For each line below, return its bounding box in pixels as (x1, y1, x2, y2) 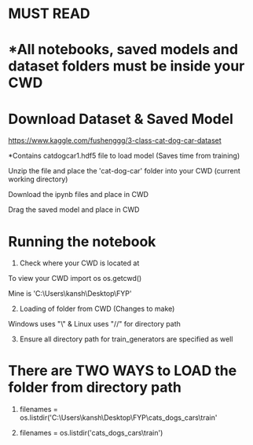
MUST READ (8, 5, 90, 23)
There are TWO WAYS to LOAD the (8, 362, 237, 380)
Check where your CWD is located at (19, 258, 140, 268)
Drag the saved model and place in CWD (8, 205, 140, 214)
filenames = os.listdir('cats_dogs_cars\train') (19, 429, 163, 438)
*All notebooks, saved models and (8, 41, 238, 59)
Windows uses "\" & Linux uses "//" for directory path (8, 319, 181, 329)
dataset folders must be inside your (8, 57, 245, 75)
